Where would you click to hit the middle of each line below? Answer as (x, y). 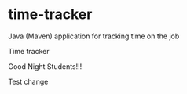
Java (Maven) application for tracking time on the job (94, 36)
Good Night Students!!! (45, 66)
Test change (28, 81)
